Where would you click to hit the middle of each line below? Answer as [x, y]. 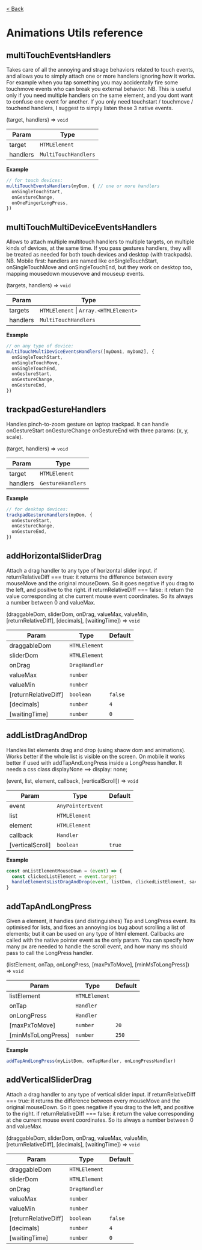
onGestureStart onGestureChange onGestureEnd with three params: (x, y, [98, 431]
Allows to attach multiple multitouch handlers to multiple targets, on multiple [100, 242]
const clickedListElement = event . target [64, 876]
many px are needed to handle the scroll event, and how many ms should [97, 946]
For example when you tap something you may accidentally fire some [92, 82]
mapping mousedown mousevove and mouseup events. [75, 274]
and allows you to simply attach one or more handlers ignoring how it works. [101, 76]
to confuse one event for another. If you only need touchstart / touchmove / [100, 101]
